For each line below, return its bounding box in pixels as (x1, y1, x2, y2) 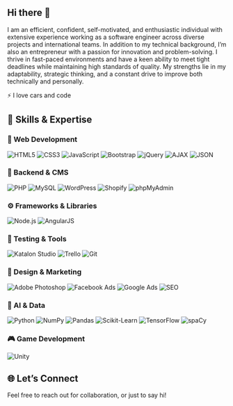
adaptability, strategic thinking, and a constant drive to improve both (7, 70, 203, 78)
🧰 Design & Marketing (7, 267, 82, 277)
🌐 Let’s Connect (7, 373, 79, 384)
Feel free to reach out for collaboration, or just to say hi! (7, 391, 167, 400)
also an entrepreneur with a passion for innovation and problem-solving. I (7, 47, 218, 56)
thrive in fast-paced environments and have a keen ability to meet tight (7, 55, 210, 63)
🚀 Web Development (7, 135, 78, 145)
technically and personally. (7, 77, 84, 86)
